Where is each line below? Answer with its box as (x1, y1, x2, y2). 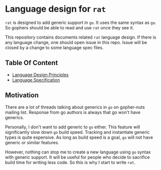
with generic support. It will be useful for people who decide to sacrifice (5, 154, 150, 160)
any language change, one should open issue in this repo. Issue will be (5, 39, 147, 45)
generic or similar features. (5, 139, 60, 145)
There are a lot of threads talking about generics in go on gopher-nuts (5, 104, 145, 110)
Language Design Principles (12, 72, 69, 78)
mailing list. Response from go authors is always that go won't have (5, 109, 141, 115)
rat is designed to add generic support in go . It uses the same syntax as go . (5, 20, 157, 25)
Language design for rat (5, 3, 106, 15)
